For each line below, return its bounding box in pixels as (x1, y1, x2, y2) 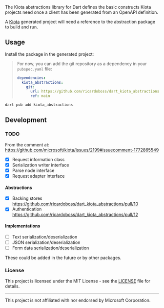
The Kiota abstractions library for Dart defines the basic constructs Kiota (5, 4, 151, 10)
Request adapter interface (12, 173, 65, 179)
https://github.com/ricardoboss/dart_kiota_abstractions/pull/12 (12, 212, 138, 217)
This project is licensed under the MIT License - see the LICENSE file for (5, 278, 150, 284)
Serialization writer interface (12, 162, 69, 168)
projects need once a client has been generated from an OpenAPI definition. (5, 9, 159, 15)
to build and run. (5, 24, 38, 30)
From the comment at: (5, 142, 50, 147)
